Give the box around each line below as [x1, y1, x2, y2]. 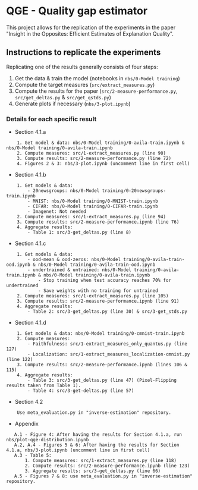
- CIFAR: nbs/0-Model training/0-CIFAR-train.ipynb [27, 203, 159, 209]
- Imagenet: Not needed [27, 209, 86, 215]
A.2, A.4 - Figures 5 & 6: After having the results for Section [14, 442, 180, 448]
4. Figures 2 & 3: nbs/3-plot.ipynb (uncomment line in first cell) [17, 161, 190, 167]
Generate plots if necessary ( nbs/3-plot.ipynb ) [14, 100, 131, 107]
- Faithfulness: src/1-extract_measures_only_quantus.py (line [27, 341, 187, 347]
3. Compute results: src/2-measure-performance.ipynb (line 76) [17, 219, 180, 225]
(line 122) [6, 357, 33, 363]
